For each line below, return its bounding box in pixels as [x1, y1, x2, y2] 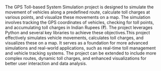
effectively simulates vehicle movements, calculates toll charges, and [5, 35, 144, 41]
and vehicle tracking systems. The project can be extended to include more [5, 50, 157, 56]
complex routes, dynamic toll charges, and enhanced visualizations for [5, 56, 147, 61]
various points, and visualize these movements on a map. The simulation [5, 14, 151, 20]
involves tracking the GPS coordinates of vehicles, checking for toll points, [5, 19, 154, 25]
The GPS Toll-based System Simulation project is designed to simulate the [5, 4, 154, 10]
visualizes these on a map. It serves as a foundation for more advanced [5, 40, 148, 45]
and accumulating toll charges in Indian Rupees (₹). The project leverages [5, 25, 153, 30]
